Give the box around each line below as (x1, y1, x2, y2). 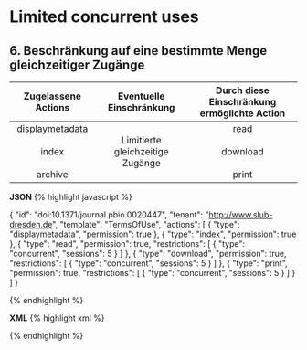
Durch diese (216, 84, 270, 97)
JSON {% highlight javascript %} (9, 192, 132, 202)
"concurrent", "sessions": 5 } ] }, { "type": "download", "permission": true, (9, 249, 287, 259)
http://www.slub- (208, 209, 273, 220)
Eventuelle (117, 90, 165, 102)
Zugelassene (23, 90, 82, 102)
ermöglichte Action (199, 107, 286, 120)
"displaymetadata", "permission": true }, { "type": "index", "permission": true (9, 228, 297, 239)
